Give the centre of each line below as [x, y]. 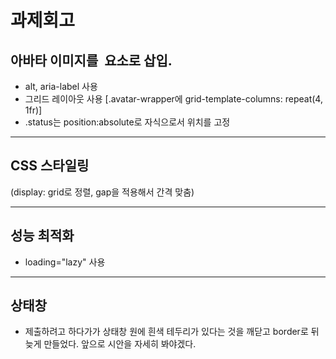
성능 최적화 [42, 236]
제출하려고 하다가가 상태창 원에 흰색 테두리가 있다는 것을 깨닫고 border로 [166, 332]
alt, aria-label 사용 [61, 86]
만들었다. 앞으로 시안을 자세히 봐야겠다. [120, 344]
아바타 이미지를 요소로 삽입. [91, 60]
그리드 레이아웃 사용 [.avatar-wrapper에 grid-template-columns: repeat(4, [173, 99]
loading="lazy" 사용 [65, 262]
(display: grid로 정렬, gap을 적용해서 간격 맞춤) [102, 192]
